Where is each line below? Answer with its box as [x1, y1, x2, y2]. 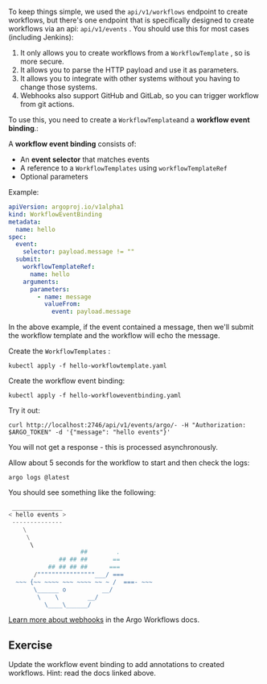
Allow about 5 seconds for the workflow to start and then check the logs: [8, 458, 250, 468]
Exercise [8, 638, 53, 652]
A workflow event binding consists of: [8, 139, 137, 148]
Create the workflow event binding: [8, 376, 125, 385]
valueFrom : [43, 300, 81, 308]
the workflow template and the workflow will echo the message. [8, 331, 220, 340]
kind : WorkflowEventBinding [8, 210, 103, 218]
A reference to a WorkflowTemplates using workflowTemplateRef [19, 163, 228, 172]
